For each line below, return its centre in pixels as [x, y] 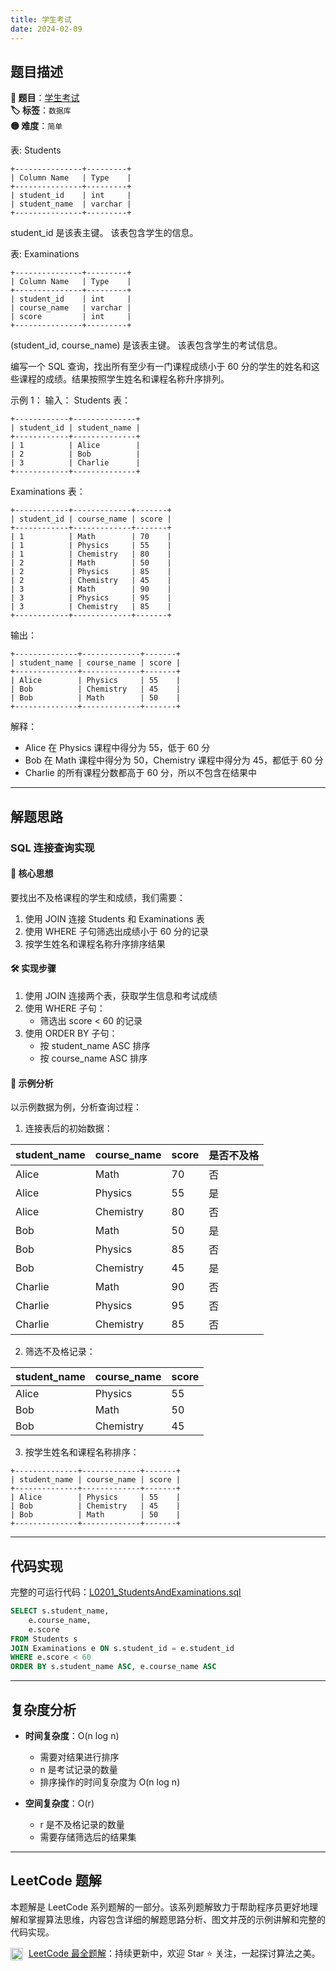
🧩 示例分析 [32, 1083]
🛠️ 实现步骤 [33, 968]
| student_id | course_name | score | [91, 519]
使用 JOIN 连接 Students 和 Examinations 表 [114, 918]
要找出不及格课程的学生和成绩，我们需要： [98, 897]
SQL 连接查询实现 [52, 848]
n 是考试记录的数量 [78, 1769]
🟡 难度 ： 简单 [36, 126]
